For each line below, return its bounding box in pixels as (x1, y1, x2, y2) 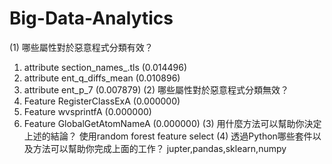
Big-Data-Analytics (9, 7, 174, 30)
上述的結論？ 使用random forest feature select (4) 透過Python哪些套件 (23, 130, 313, 142)
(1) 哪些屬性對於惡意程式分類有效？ (9, 41, 154, 53)
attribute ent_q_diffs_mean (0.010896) (23, 72, 181, 84)
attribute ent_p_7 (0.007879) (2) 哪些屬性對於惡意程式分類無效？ (23, 83, 289, 96)
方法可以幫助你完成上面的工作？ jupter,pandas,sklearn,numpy (32, 142, 287, 154)
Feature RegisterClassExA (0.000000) (23, 95, 181, 107)
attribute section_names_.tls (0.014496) (23, 61, 188, 73)
